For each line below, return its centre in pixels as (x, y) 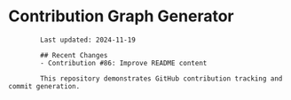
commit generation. (44, 86)
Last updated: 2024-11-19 (88, 40)
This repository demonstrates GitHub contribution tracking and (161, 78)
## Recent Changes (74, 55)
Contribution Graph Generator (121, 16)
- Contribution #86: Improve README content (124, 63)
